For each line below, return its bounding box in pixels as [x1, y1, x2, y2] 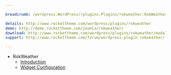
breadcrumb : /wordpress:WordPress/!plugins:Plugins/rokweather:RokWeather [5, 12, 167, 17]
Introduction [20, 59, 46, 65]
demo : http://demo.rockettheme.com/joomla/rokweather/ [5, 26, 124, 31]
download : [5, 30, 26, 35]
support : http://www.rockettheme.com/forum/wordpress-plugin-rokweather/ [5, 35, 165, 41]
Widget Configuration [20, 64, 66, 70]
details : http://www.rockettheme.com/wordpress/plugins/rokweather [5, 21, 152, 26]
